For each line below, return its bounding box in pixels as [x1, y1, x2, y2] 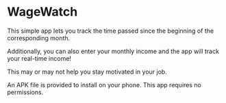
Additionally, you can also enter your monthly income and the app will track [7, 47, 219, 55]
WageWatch [7, 4, 78, 20]
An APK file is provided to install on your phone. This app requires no [7, 80, 202, 89]
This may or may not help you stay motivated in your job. [7, 68, 168, 76]
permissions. [7, 88, 44, 96]
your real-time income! [7, 54, 72, 62]
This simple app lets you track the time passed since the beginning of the [7, 27, 214, 35]
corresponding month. [7, 33, 71, 42]
